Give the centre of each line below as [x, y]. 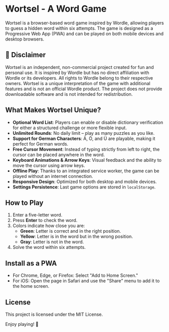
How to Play [25, 202]
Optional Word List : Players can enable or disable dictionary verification [88, 122]
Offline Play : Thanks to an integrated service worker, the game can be [86, 171]
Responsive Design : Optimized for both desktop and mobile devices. [85, 181]
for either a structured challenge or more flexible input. [70, 128]
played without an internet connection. [53, 176]
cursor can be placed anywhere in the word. [59, 155]
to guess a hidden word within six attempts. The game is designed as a [79, 28]
